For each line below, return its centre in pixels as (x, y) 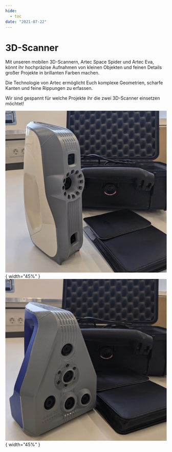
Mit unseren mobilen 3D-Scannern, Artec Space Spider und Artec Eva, (80, 62)
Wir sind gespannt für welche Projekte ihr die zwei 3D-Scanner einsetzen (83, 98)
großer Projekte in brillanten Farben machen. (52, 73)
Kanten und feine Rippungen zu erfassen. (49, 88)
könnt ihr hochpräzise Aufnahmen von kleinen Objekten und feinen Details (84, 67)
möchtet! (15, 104)
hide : (11, 11)
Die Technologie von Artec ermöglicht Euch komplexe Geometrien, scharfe (84, 83)
